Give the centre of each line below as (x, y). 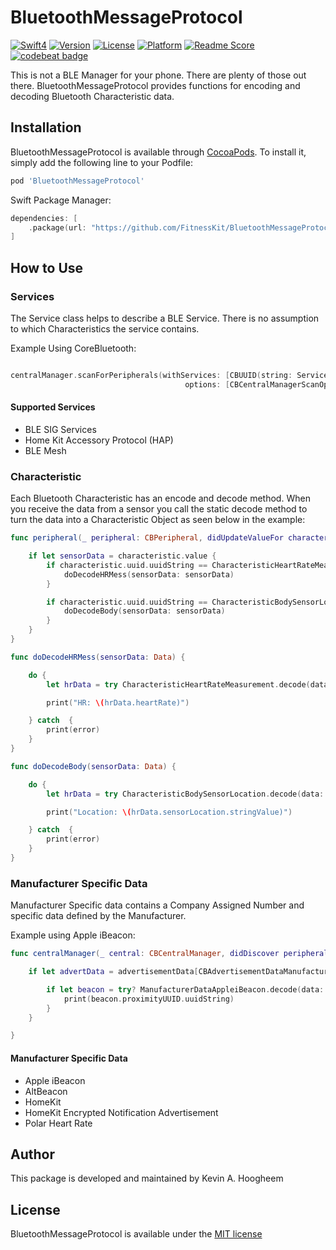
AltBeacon (46, 1091)
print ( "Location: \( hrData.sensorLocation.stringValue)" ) (169, 812)
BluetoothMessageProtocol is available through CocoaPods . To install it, (158, 152)
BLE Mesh (45, 450)
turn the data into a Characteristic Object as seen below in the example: (158, 520)
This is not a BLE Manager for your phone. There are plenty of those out (158, 75)
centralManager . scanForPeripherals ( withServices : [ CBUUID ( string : (151, 375)
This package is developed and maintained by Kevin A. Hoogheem (147, 1178)
